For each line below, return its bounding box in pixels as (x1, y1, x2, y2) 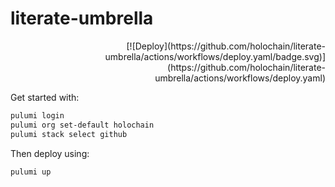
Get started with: (10, 91, 80, 103)
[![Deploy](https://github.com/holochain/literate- (126, 40, 326, 52)
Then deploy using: (10, 147, 90, 159)
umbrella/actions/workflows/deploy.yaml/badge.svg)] (104, 50, 326, 62)
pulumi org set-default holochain (10, 120, 155, 130)
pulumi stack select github (10, 129, 128, 139)
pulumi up (10, 167, 52, 177)
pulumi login (10, 110, 65, 121)
